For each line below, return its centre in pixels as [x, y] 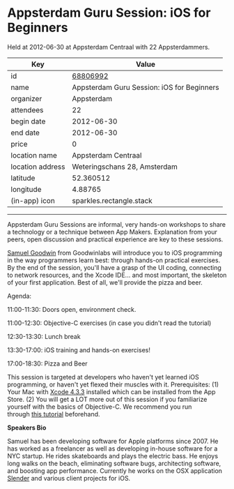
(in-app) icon [33, 200]
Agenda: [19, 296]
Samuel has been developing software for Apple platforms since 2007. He [113, 441]
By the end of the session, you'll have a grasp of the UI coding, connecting [114, 267]
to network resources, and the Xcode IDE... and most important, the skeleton [117, 275]
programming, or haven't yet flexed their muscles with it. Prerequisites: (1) [113, 384]
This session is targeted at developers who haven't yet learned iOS [103, 377]
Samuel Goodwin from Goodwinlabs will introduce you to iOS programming [115, 253]
